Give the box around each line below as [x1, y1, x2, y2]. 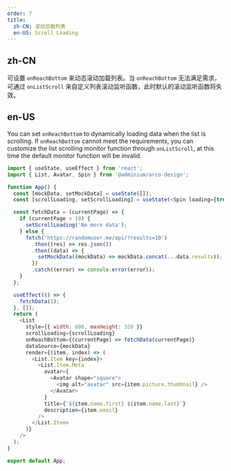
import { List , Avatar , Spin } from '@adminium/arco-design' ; [7, 171, 189, 178]
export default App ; [7, 457, 67, 464]
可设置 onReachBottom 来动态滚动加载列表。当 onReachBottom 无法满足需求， [7, 74, 221, 83]
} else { [19, 228, 45, 234]
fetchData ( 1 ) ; [19, 298, 60, 305]
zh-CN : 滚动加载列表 [13, 23, 66, 30]
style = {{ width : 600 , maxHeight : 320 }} [25, 324, 143, 331]
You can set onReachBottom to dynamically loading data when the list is [7, 129, 206, 138]
